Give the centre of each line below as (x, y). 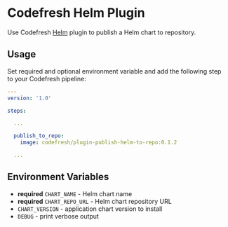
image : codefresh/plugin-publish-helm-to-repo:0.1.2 (99, 143)
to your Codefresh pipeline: (47, 78)
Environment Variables (58, 177)
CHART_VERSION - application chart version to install (90, 209)
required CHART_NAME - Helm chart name (75, 193)
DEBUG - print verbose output (58, 216)
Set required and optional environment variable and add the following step (114, 71)
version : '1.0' (29, 98)
